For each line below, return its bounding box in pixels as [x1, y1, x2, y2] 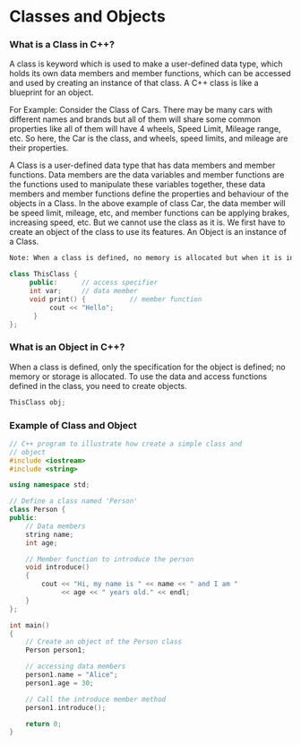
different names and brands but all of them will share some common [9, 114, 262, 125]
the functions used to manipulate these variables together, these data [9, 179, 266, 190]
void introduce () [25, 563, 90, 572]
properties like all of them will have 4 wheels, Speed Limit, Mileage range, [9, 124, 281, 134]
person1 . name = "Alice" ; [25, 671, 118, 680]
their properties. [9, 143, 69, 153]
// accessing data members [25, 662, 126, 671]
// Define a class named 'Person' [9, 497, 139, 506]
